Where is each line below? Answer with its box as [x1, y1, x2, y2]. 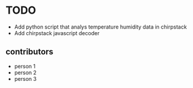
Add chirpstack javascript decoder [14, 29, 100, 36]
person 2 [14, 69, 37, 76]
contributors [5, 47, 54, 57]
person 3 [14, 75, 37, 82]
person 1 [14, 62, 36, 70]
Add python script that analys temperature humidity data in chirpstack [14, 23, 187, 30]
